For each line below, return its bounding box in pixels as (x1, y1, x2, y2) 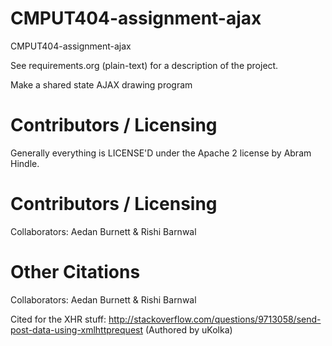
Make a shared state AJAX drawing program (10, 78, 193, 91)
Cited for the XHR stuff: (10, 313, 107, 325)
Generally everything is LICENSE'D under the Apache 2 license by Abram (10, 147, 312, 159)
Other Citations (10, 261, 141, 283)
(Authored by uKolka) (144, 323, 233, 336)
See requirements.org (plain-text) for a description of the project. (10, 59, 279, 71)
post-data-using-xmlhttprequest (10, 323, 144, 336)
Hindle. (10, 157, 40, 169)
